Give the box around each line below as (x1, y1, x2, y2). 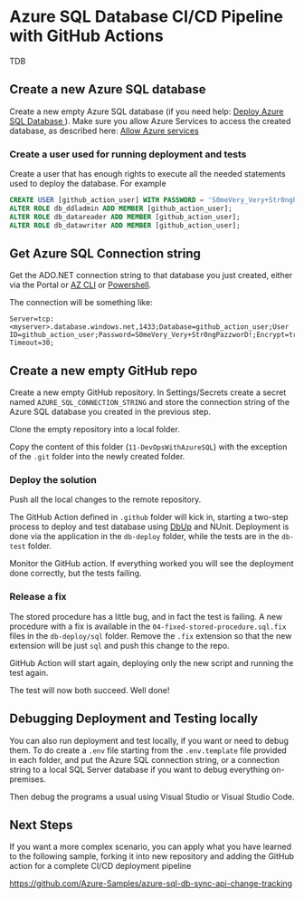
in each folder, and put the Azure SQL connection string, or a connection (9, 754, 280, 765)
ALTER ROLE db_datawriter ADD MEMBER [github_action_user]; (9, 220, 242, 230)
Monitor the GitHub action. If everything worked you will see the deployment (9, 558, 294, 569)
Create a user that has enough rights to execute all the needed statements (9, 169, 287, 179)
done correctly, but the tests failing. (9, 568, 142, 579)
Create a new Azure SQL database (9, 82, 206, 97)
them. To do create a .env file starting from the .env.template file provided (9, 745, 287, 756)
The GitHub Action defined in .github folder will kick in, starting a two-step (9, 512, 289, 523)
